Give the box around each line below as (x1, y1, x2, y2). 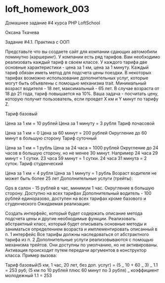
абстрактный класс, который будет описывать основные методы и (5, 221, 147, 227)
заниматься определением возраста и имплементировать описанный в (5, 226, 158, 232)
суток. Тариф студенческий (5, 160, 63, 166)
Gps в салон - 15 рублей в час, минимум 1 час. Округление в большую (5, 185, 155, 191)
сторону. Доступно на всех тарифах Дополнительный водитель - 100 (5, 190, 152, 196)
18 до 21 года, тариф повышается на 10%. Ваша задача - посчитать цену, (5, 91, 159, 96)
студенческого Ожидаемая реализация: (5, 200, 90, 206)
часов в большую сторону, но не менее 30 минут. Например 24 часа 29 (5, 150, 158, 156)
